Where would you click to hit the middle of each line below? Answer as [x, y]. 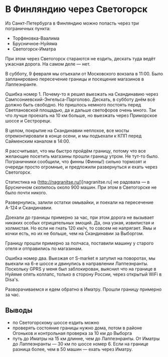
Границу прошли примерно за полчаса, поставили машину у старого [79, 243]
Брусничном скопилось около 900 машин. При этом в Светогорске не [81, 187]
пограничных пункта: [28, 28]
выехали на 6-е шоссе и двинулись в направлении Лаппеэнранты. [77, 263]
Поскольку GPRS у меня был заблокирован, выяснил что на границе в [81, 269]
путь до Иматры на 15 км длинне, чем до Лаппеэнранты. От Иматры [86, 338]
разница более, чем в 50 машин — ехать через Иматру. [72, 349]
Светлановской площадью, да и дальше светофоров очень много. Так [81, 110]
